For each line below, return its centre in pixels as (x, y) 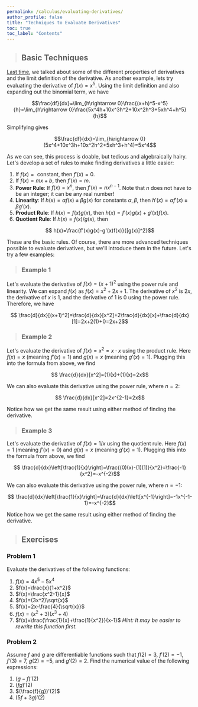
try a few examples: (31, 254)
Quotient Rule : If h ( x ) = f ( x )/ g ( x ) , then (61, 219)
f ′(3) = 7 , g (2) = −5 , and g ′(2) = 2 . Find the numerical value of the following (98, 661)
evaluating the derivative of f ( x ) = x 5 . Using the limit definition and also (93, 85)
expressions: (22, 667)
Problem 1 (21, 556)
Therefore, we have (31, 304)
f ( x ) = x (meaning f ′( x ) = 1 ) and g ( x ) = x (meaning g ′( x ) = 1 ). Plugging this (96, 357)
